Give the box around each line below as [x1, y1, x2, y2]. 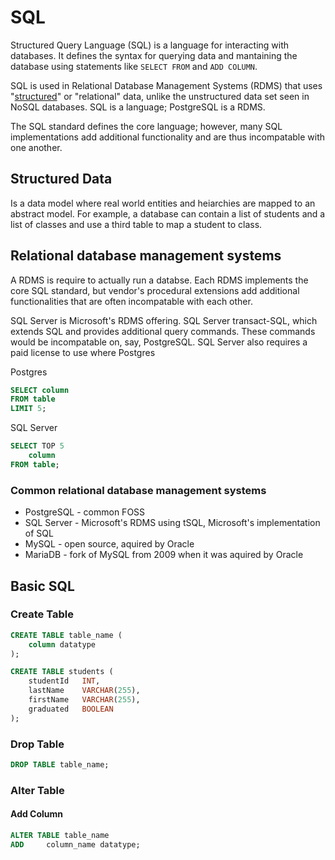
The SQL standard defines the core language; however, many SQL [10, 120, 283, 132]
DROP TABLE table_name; [10, 759, 110, 770]
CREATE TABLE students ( [10, 667, 114, 677]
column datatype [28, 639, 97, 650]
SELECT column [10, 385, 70, 395]
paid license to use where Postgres [10, 346, 156, 358]
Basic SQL [10, 577, 75, 595]
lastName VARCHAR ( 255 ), [28, 686, 141, 696]
